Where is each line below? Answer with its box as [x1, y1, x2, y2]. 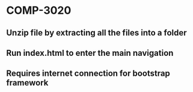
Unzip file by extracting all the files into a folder [6, 28, 188, 38]
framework [6, 78, 49, 88]
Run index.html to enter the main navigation [6, 48, 174, 58]
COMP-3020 [6, 4, 72, 17]
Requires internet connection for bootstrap [6, 69, 170, 79]
